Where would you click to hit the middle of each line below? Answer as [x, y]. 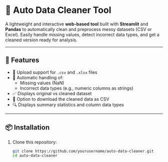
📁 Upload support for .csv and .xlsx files [55, 72]
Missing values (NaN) [42, 83]
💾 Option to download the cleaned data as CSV [61, 99]
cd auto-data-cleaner [35, 156]
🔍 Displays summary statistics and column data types [68, 105]
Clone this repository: [34, 142]
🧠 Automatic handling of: [38, 77]
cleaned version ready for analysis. [41, 40]
